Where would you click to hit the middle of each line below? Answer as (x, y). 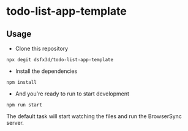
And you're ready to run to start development (72, 94)
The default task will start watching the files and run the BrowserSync (94, 116)
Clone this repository (42, 48)
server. (15, 123)
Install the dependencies (46, 71)
